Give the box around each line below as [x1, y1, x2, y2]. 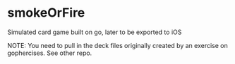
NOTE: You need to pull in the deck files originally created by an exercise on [7, 41, 228, 49]
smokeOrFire [7, 5, 85, 21]
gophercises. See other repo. [7, 49, 92, 57]
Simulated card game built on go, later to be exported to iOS [7, 28, 182, 36]
